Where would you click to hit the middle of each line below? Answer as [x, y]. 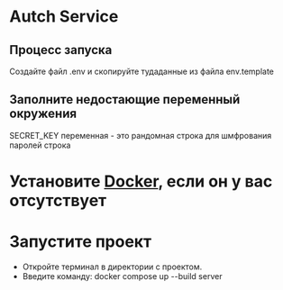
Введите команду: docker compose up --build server [122, 276]
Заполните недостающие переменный [125, 100]
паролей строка [40, 145]
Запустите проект [80, 242]
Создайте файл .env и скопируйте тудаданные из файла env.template [142, 71]
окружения [43, 114]
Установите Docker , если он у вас [141, 181]
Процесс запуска [61, 50]
